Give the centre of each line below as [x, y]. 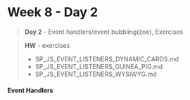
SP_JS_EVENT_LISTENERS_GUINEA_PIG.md [99, 66]
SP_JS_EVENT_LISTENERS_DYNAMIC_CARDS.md [107, 59]
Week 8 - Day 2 [53, 12]
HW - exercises [47, 45]
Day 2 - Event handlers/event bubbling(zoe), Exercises [104, 32]
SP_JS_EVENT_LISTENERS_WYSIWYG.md [96, 74]
